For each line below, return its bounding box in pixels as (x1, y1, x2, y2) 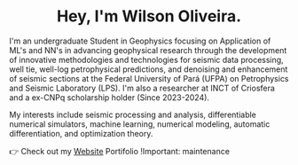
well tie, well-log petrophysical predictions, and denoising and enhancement (9, 64, 288, 75)
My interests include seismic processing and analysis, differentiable (9, 109, 257, 120)
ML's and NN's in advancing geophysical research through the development (9, 44, 287, 55)
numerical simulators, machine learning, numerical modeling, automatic (9, 118, 271, 130)
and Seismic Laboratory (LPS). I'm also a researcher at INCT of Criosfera (9, 82, 275, 93)
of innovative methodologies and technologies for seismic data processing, (9, 54, 284, 65)
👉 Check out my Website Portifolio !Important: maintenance (9, 145, 231, 156)
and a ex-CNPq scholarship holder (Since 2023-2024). (9, 91, 210, 103)
